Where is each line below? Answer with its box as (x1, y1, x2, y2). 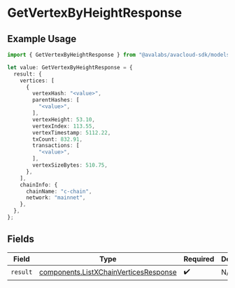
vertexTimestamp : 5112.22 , (32, 129, 111, 136)
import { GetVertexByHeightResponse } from (7, 51, 136, 58)
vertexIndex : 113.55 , (32, 123, 96, 130)
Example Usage (7, 33, 77, 45)
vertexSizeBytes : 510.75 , (32, 162, 108, 169)
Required (183, 254, 215, 263)
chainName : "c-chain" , (25, 188, 92, 195)
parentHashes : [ (32, 97, 80, 104)
